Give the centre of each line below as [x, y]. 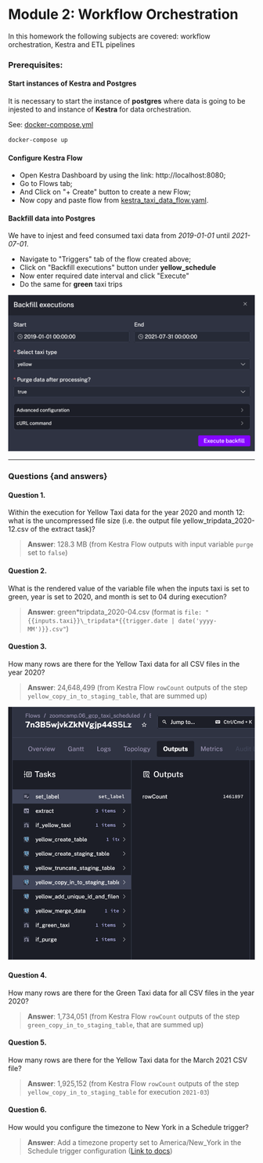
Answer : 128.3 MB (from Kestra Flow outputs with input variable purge [140, 544]
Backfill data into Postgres [52, 218]
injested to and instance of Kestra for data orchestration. [100, 110]
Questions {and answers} [58, 477]
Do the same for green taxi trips [71, 284]
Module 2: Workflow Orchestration [123, 15]
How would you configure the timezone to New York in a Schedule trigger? [128, 1128]
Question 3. [27, 646]
